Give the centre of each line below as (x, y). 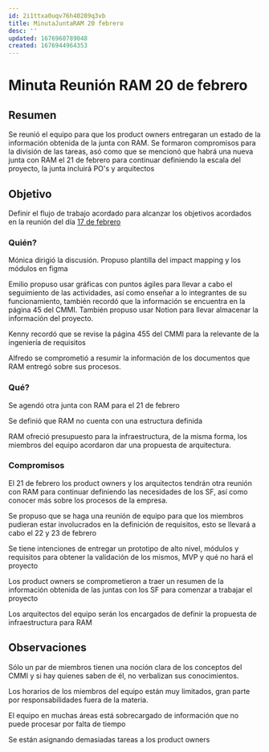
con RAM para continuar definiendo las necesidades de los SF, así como (128, 491)
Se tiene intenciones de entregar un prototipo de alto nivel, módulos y (124, 549)
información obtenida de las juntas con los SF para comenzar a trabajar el (130, 590)
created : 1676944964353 (48, 46)
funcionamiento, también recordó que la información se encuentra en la (127, 302)
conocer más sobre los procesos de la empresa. (88, 500)
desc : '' (23, 31)
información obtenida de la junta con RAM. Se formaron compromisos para (132, 143)
